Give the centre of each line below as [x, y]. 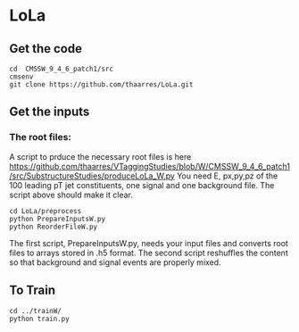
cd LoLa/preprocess [46, 211]
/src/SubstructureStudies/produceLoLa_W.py [92, 176]
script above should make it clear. [71, 195]
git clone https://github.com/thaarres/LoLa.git [101, 85]
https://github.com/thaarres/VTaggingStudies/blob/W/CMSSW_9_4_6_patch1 [149, 166]
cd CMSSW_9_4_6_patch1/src [62, 69]
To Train [33, 290]
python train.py [39, 319]
